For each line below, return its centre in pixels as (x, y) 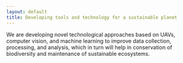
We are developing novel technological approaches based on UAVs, (91, 34)
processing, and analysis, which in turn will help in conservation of (89, 47)
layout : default (27, 12)
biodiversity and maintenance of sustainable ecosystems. (78, 53)
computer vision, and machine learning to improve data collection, (89, 41)
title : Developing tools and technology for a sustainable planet (92, 17)
